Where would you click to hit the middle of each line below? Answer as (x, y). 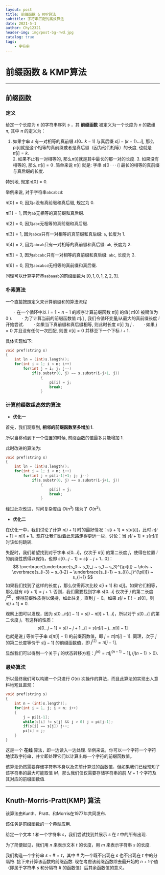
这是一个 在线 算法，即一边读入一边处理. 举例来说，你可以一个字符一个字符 (81, 750)
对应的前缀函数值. (28, 779)
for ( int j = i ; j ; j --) (47, 369)
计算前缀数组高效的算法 (33, 405)
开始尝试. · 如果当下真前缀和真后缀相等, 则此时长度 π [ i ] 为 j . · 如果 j (81, 324)
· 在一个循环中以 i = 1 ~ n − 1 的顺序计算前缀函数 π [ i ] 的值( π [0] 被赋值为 (86, 312)
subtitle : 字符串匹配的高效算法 (35, 19)
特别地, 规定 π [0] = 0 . (27, 182)
